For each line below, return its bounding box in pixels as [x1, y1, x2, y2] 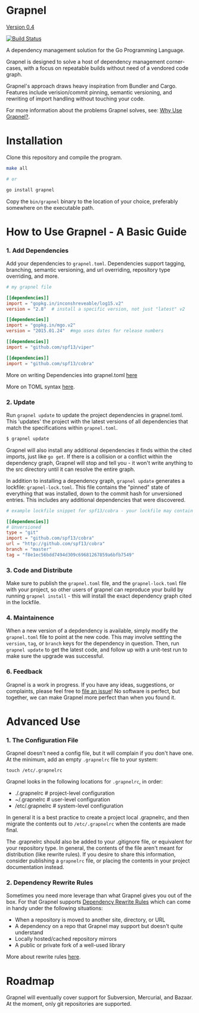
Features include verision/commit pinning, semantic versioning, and [6, 88, 173, 96]
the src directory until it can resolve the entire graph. [6, 466, 135, 473]
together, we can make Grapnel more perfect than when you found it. [6, 694, 176, 701]
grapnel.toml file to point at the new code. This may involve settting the [6, 633, 182, 641]
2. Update [6, 398, 35, 406]
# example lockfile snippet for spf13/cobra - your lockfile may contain [6, 507, 194, 514]
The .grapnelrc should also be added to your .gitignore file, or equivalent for [6, 838, 192, 846]
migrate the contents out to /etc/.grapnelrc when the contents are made [6, 820, 186, 828]
